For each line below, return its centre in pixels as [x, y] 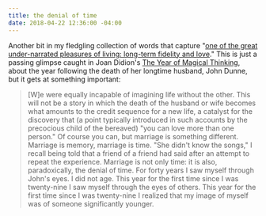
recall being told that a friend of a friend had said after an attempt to [139, 153]
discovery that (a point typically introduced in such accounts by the [137, 119]
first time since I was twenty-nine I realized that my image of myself [138, 195]
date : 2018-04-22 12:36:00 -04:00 [65, 23]
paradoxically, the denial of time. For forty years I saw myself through [141, 170]
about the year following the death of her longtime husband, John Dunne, [128, 70]
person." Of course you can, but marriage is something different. [133, 136]
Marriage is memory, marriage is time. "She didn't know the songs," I [140, 145]
